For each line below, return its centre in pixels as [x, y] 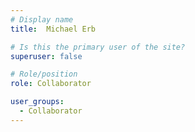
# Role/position [44, 74]
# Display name [42, 19]
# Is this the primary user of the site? [98, 47]
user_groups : [37, 102]
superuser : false [46, 56]
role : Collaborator [51, 84]
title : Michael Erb [53, 29]
